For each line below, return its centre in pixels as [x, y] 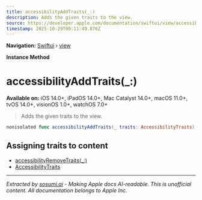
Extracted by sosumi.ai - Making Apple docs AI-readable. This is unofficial [99, 184]
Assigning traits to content [57, 146]
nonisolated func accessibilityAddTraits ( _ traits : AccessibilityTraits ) [101, 127]
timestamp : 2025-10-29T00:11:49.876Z [54, 29]
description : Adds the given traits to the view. [70, 17]
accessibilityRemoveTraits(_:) [51, 160]
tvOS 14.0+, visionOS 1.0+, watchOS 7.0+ [57, 105]
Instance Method [28, 57]
